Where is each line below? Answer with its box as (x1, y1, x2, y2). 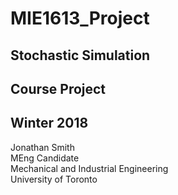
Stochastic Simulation (10, 47, 151, 64)
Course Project (10, 80, 107, 97)
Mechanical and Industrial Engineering (10, 162, 169, 174)
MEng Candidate (10, 152, 80, 164)
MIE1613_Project (10, 7, 150, 30)
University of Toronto (10, 173, 98, 185)
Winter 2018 (10, 115, 89, 132)
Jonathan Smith (10, 141, 75, 153)
